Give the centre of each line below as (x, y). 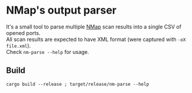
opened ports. (23, 33)
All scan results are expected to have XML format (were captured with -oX (96, 39)
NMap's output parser (61, 10)
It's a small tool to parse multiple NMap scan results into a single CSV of (94, 27)
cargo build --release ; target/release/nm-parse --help (78, 84)
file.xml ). (19, 46)
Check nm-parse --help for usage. (48, 52)
